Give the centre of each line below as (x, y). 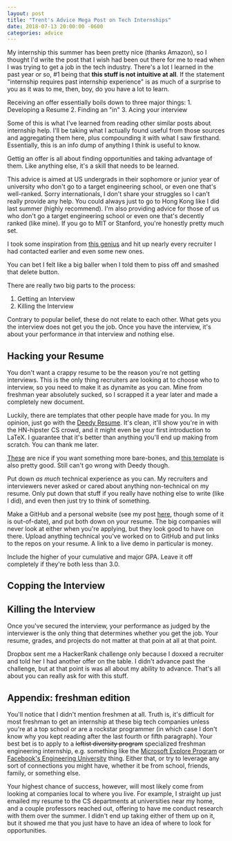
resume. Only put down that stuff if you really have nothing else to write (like (116, 494)
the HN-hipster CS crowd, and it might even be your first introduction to (109, 430)
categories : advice (35, 33)
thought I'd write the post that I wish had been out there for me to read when (116, 60)
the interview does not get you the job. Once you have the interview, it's (109, 327)
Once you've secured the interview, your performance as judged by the (109, 626)
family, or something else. (44, 773)
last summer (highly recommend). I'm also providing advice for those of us (113, 209)
